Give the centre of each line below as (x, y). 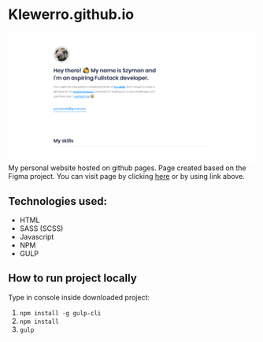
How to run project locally (73, 279)
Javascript (37, 237)
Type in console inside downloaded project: (79, 297)
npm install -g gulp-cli (60, 313)
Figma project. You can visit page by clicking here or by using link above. (127, 177)
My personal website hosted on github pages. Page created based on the (127, 168)
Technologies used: (58, 201)
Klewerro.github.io (71, 15)
